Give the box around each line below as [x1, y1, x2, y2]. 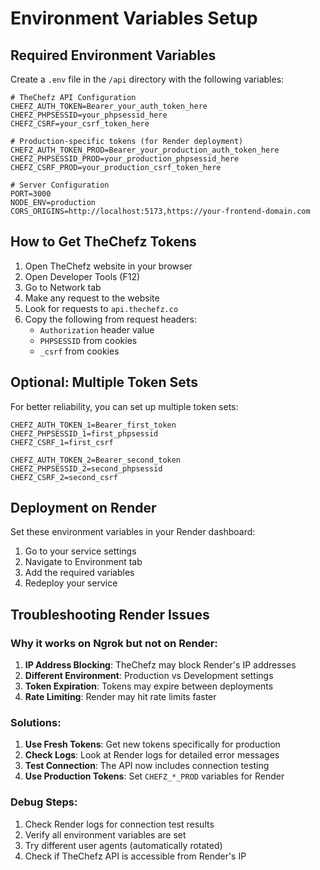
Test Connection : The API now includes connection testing [24, 760, 270, 772]
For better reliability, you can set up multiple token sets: [10, 400, 239, 412]
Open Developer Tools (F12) [24, 270, 141, 282]
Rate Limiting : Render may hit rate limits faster [24, 691, 217, 703]
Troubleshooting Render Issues [10, 606, 210, 623]
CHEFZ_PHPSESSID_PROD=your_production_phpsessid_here [10, 154, 240, 164]
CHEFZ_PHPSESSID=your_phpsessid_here [10, 110, 168, 120]
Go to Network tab [24, 281, 102, 293]
